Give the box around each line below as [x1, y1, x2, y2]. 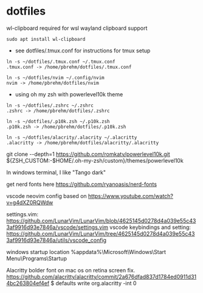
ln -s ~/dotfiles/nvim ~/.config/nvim [6, 74, 105, 80]
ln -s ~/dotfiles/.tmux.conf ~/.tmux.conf [6, 58, 115, 65]
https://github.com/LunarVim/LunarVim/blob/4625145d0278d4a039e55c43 [6, 217, 196, 224]
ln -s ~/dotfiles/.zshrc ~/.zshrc [6, 102, 94, 108]
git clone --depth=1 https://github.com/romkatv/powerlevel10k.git [6, 150, 170, 158]
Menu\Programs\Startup [6, 255, 67, 262]
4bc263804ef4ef [6, 279, 50, 287]
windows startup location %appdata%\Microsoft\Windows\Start [6, 248, 166, 255]
